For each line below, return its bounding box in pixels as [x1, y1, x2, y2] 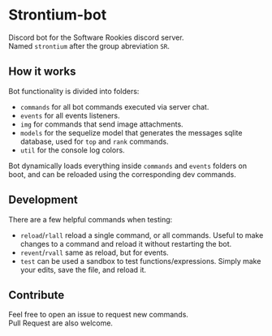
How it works [8, 65, 76, 79]
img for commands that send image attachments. [19, 119, 184, 129]
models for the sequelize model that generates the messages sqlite [19, 127, 243, 137]
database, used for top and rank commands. [19, 136, 169, 146]
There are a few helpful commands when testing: [8, 214, 173, 224]
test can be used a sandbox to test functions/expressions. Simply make [19, 256, 261, 265]
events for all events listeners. [19, 110, 120, 120]
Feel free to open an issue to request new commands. [8, 310, 189, 320]
